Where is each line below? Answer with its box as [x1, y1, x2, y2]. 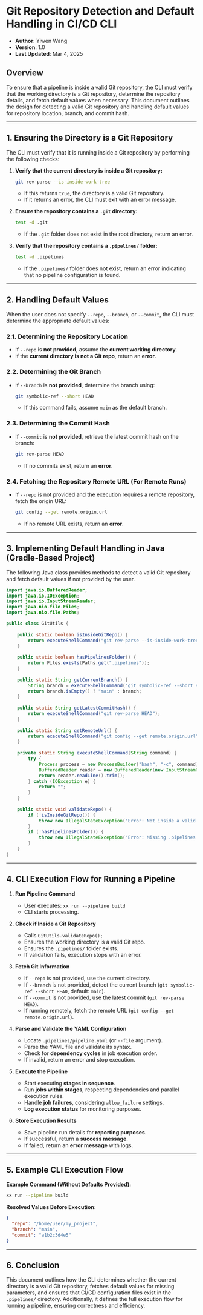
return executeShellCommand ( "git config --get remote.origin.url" [28, 733, 199, 739]
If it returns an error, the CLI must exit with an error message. [24, 196, 176, 204]
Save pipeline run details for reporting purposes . [24, 1128, 147, 1136]
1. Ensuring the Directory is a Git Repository [6, 133, 173, 143]
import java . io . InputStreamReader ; [6, 598, 96, 604]
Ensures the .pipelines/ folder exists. [24, 944, 119, 952]
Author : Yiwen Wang [14, 37, 68, 44]
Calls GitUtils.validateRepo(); [24, 931, 103, 939]
